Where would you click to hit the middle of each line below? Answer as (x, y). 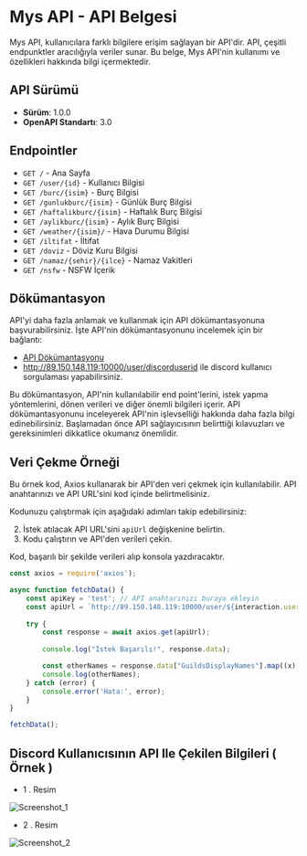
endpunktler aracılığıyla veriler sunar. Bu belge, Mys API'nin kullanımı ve (145, 51)
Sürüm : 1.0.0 (47, 112)
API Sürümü (44, 90)
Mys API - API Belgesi (93, 17)
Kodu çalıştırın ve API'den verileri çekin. (97, 539)
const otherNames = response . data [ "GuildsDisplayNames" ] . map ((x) (169, 666)
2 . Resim (40, 825)
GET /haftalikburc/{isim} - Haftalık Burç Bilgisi (112, 211)
